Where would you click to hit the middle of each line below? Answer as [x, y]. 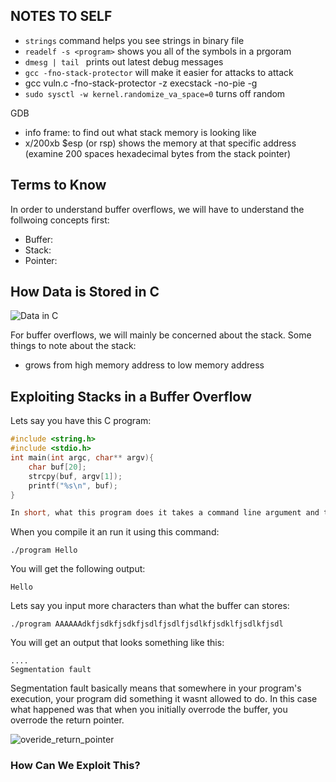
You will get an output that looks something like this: [117, 643]
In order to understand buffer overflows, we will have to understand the [157, 209]
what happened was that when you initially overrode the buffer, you [149, 710]
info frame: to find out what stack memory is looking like [140, 132]
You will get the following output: [78, 569]
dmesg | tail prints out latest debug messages [124, 61]
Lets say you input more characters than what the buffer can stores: [150, 606]
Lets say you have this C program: [81, 421]
